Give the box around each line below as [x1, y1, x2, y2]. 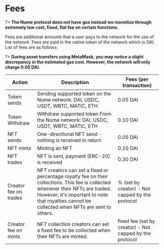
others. [37, 209, 54, 216]
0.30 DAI [118, 155, 138, 162]
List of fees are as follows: [5, 44, 58, 50]
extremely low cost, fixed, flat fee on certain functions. [5, 24, 119, 30]
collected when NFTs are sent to [37, 203, 111, 210]
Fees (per [125, 75, 149, 82]
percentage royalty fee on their [37, 173, 108, 179]
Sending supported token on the [37, 90, 111, 97]
